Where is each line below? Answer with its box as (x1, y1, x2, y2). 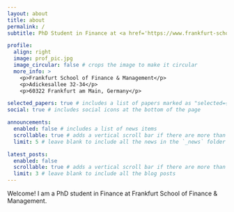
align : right (13, 49, 52, 56)
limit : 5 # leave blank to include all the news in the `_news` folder (13, 138, 226, 145)
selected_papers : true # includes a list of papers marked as (7, 100, 192, 107)
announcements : (7, 119, 52, 126)
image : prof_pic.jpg (13, 55, 73, 63)
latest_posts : (7, 151, 49, 158)
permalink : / (7, 23, 45, 30)
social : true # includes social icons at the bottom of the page (7, 106, 201, 113)
